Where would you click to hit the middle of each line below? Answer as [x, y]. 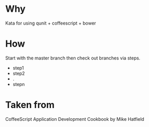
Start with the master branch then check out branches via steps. [73, 58]
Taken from [30, 105]
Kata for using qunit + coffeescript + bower [51, 23]
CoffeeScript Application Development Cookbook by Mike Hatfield [75, 119]
